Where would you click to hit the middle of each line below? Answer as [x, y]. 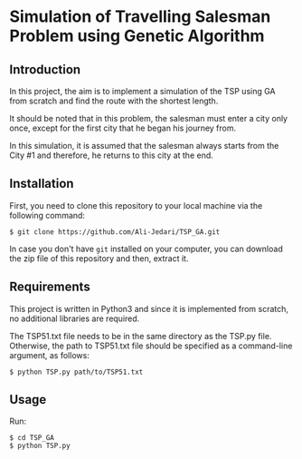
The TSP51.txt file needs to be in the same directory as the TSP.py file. [141, 336]
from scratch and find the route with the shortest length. [114, 101]
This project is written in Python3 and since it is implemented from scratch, [149, 308]
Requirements [50, 287]
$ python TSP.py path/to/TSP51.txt [76, 372]
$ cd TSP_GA [32, 438]
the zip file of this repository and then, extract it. [99, 258]
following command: [47, 215]
